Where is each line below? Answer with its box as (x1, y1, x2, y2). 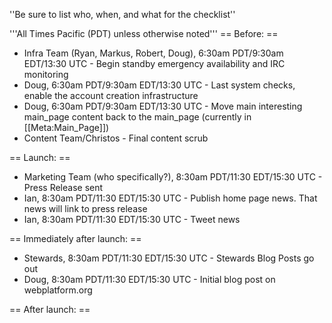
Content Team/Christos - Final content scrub (23, 132, 209, 144)
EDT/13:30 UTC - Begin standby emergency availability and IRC (23, 58, 286, 69)
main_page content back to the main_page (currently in (23, 111, 252, 123)
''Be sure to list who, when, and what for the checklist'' (9, 9, 236, 20)
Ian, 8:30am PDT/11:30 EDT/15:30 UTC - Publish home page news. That (23, 192, 318, 204)
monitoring (23, 69, 69, 80)
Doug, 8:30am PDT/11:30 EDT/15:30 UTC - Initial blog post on (23, 274, 276, 285)
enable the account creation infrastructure (23, 90, 199, 101)
